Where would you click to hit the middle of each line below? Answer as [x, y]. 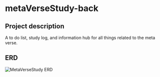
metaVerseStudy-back [52, 8]
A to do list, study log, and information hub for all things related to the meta [80, 38]
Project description [35, 26]
